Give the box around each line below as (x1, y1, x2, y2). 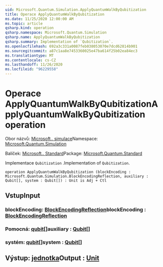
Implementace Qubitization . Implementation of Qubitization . (5, 160, 130, 166)
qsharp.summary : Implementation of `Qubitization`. (5, 39, 113, 44)
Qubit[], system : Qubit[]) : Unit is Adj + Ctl (5, 178, 107, 183)
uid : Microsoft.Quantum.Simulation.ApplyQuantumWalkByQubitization (5, 7, 147, 12)
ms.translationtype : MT (5, 53, 54, 58)
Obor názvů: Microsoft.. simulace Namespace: (5, 135, 98, 141)
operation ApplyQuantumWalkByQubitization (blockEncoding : (5, 169, 131, 174)
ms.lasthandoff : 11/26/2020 (5, 62, 63, 67)
